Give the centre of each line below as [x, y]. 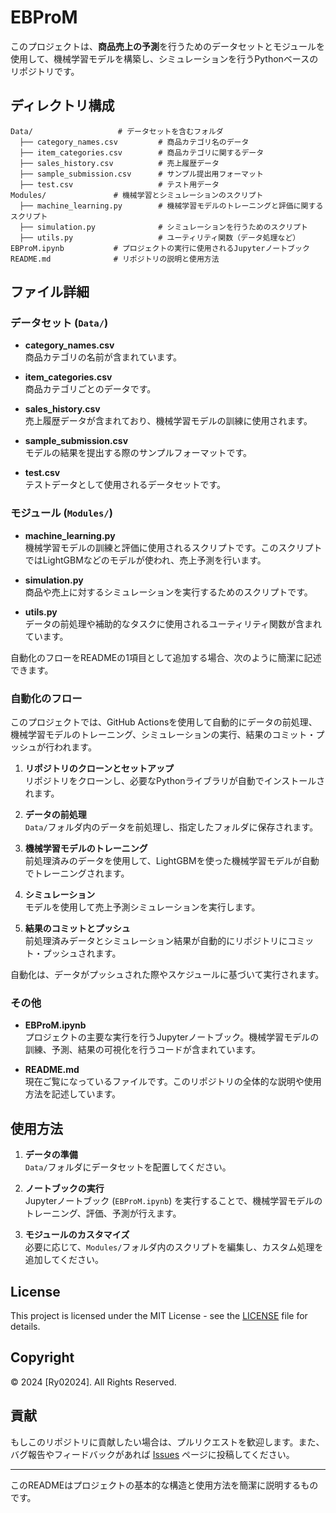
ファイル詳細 [50, 292]
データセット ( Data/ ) [59, 323]
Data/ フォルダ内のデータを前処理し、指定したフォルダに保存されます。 [171, 827]
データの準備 [51, 1155]
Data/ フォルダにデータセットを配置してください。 [128, 1167]
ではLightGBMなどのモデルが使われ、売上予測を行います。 [145, 560]
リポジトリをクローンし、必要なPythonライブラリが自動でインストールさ [175, 781]
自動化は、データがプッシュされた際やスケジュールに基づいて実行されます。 [167, 975]
